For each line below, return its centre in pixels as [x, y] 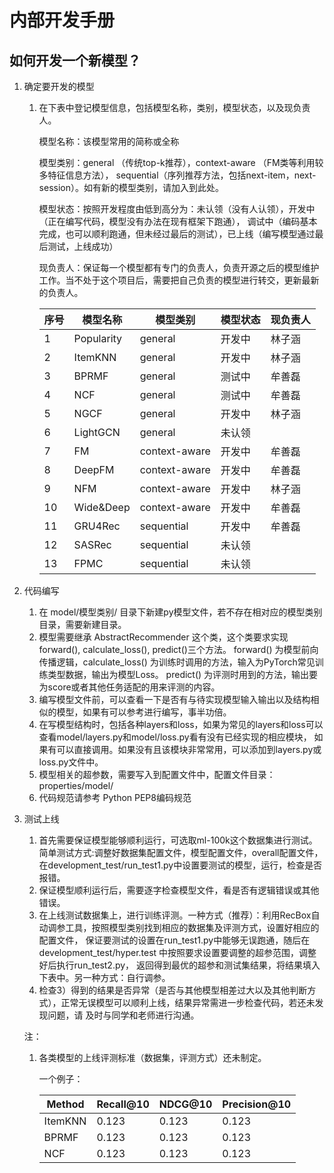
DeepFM [94, 469]
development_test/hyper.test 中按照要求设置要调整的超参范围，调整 [177, 952]
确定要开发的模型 [59, 86]
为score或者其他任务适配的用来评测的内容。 [129, 687]
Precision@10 [257, 1104]
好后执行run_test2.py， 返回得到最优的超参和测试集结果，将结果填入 [179, 965]
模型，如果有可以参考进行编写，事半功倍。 [144, 712]
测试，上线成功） [83, 246]
